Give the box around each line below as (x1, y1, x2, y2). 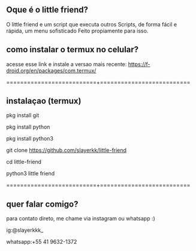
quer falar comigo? (6, 199, 79, 209)
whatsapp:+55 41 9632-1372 (6, 238, 77, 246)
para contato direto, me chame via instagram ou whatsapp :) (6, 215, 156, 222)
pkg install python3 (6, 135, 54, 142)
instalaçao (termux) (6, 96, 82, 106)
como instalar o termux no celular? (6, 44, 139, 55)
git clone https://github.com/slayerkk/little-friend (6, 147, 127, 154)
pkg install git (6, 112, 40, 119)
